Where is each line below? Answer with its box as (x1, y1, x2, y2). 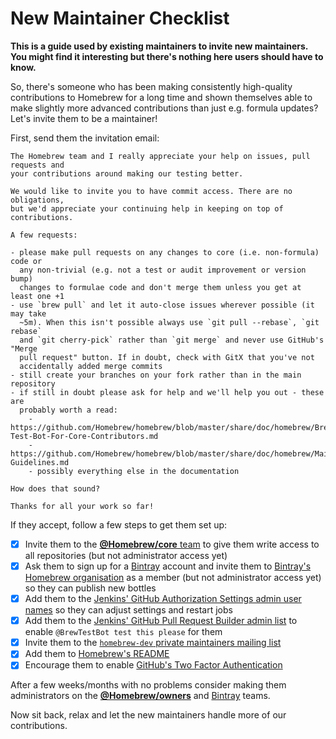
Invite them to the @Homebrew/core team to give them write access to (24, 538, 320, 550)
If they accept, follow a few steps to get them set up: (10, 518, 228, 531)
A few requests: (10, 230, 78, 240)
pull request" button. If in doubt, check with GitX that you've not (19, 352, 315, 362)
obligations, (10, 195, 65, 205)
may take (10, 308, 47, 319)
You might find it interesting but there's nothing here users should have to (10, 50, 324, 62)
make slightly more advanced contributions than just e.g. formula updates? (10, 102, 319, 114)
